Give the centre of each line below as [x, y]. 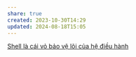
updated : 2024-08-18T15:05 [47, 26]
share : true [25, 14]
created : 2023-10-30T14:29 [47, 20]
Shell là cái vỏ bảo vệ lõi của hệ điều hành [68, 47]
